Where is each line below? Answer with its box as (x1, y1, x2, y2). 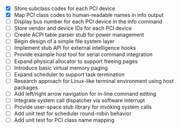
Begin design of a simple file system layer (13, 38, 115, 45)
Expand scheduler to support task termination (13, 71, 125, 78)
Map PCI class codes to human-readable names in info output (13, 12, 164, 19)
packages (13, 84, 39, 91)
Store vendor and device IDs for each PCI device (13, 25, 133, 32)
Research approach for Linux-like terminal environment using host (13, 77, 174, 84)
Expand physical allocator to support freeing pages (13, 58, 138, 65)
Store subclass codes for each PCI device (13, 5, 116, 12)
